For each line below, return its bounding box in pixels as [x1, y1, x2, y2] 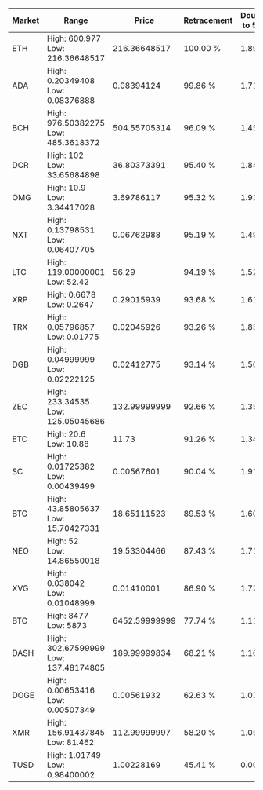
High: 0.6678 [46, 290, 96, 300]
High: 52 [46, 536, 79, 547]
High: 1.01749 [46, 750, 102, 760]
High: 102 [46, 150, 85, 160]
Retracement [183, 15, 233, 26]
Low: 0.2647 [46, 299, 95, 309]
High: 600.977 [46, 33, 102, 44]
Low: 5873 [46, 620, 88, 631]
